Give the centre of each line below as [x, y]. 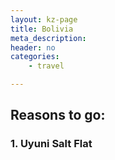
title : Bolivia [42, 29]
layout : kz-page [44, 19]
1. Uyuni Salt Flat [51, 144]
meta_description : [48, 38]
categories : [35, 57]
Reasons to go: [58, 115]
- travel [46, 66]
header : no [33, 47]
